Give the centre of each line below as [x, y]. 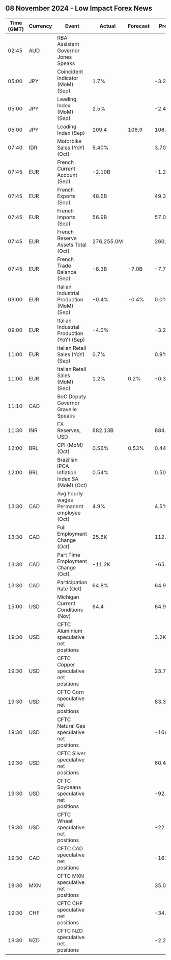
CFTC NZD [70, 930]
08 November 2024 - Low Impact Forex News [79, 8]
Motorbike [69, 141]
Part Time [68, 555]
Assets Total [72, 245]
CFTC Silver [71, 753]
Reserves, [69, 430]
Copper [66, 664]
